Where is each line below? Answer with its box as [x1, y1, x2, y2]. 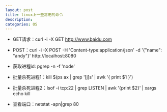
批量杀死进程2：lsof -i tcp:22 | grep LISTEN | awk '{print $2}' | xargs [12, 85, 157, 91]
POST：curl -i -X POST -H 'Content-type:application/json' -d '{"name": [12, 47, 162, 53]
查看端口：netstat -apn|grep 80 [12, 101, 79, 107]
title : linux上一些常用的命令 [5, 12, 64, 17]
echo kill [12, 91, 31, 97]
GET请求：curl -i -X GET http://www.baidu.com [12, 36, 112, 42]
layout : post [5, 7, 33, 13]
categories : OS [5, 21, 38, 27]
